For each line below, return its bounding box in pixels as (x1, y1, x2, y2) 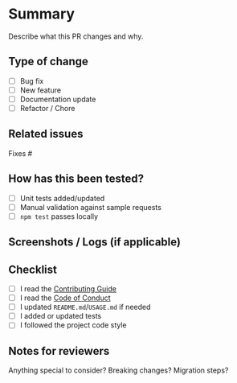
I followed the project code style (19, 320, 127, 330)
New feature (19, 85, 62, 95)
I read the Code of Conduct (19, 293, 111, 303)
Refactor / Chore (19, 103, 76, 113)
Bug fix (19, 76, 44, 85)
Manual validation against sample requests (19, 202, 162, 212)
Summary (8, 5, 75, 23)
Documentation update (19, 94, 96, 104)
